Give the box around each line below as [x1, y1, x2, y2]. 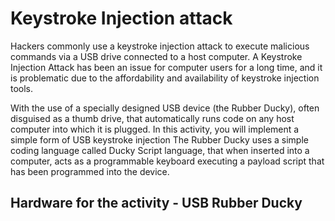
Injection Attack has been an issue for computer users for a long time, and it [10, 61, 323, 73]
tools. [10, 82, 34, 94]
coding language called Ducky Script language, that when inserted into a [10, 144, 310, 156]
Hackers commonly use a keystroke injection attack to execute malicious [10, 40, 310, 52]
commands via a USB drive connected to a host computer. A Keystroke [10, 50, 303, 62]
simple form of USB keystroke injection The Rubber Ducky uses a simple [10, 133, 309, 146]
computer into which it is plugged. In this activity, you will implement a [10, 123, 300, 135]
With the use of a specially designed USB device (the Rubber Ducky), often [10, 102, 320, 114]
